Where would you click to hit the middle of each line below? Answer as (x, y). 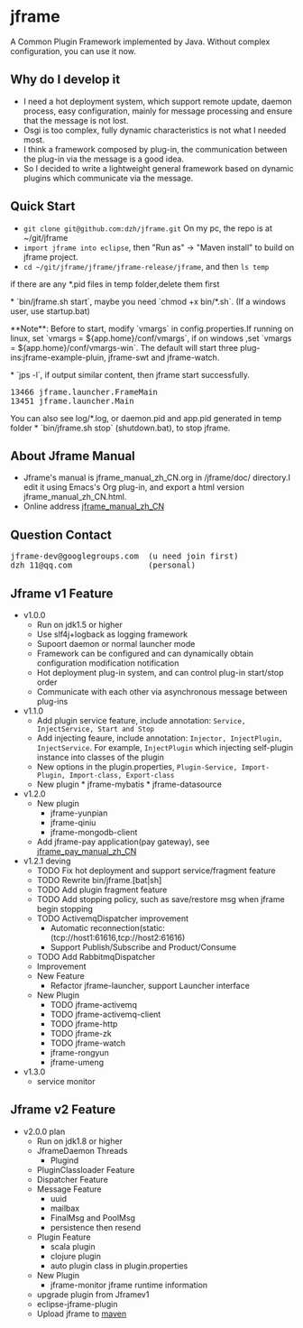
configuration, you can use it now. (73, 51)
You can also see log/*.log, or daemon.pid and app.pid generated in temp (146, 418)
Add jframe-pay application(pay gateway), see (123, 842)
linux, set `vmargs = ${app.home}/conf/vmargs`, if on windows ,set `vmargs (151, 338)
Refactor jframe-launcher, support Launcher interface (150, 986)
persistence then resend (96, 1227)
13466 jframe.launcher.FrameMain (84, 392)
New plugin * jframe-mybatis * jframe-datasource (129, 784)
